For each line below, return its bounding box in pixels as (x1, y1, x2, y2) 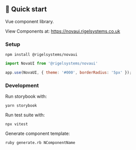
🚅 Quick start (5, 5, 47, 14)
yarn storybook (5, 103, 37, 108)
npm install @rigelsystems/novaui (5, 52, 78, 57)
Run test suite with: (5, 112, 45, 118)
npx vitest (5, 122, 28, 127)
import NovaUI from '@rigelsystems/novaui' (5, 61, 98, 66)
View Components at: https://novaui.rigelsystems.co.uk (5, 28, 120, 34)
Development (5, 82, 39, 89)
